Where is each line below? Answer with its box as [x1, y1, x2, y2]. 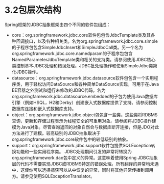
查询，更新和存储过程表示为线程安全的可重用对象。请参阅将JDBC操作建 [11, 118, 157, 124]
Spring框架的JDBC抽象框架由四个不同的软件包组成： [4, 22, 111, 27]
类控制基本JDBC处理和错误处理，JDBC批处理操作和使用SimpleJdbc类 [11, 62, 153, 69]
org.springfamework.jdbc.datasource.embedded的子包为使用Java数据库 [11, 93, 158, 99]
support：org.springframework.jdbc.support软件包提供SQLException [11, 142, 151, 148]
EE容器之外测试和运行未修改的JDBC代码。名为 [11, 87, 106, 93]
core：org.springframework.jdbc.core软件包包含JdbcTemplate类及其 [11, 32, 151, 38]
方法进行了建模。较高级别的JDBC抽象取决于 [11, 130, 101, 136]
